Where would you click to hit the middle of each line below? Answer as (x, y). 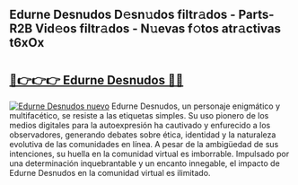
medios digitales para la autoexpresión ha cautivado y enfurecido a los (140, 125)
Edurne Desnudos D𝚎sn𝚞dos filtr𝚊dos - (123, 15)
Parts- (256, 15)
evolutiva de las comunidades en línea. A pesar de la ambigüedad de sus (144, 144)
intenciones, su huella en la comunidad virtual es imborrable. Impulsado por (149, 154)
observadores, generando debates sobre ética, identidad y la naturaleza (143, 135)
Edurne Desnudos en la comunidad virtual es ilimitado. (110, 173)
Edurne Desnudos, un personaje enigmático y (196, 106)
